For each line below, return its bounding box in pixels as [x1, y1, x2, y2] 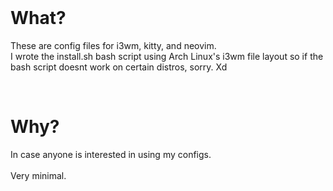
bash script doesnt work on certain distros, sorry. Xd [10, 61, 228, 73]
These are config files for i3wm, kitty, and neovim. [10, 39, 217, 51]
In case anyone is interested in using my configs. [10, 148, 212, 160]
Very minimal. [10, 169, 67, 181]
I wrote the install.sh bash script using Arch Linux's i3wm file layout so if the [10, 50, 324, 62]
